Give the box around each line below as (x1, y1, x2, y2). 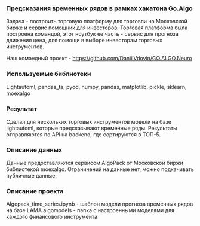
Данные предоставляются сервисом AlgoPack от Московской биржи (6, 160, 184, 167)
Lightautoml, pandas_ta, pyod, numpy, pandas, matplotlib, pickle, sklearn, (6, 83, 187, 90)
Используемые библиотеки (6, 70, 91, 78)
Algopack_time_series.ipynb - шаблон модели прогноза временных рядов (6, 200, 193, 207)
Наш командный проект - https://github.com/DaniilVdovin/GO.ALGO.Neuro (6, 55, 192, 62)
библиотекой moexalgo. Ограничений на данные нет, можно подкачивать (6, 166, 194, 173)
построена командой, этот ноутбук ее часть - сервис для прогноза (6, 30, 179, 38)
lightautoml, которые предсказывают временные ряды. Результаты (6, 124, 177, 132)
